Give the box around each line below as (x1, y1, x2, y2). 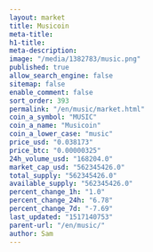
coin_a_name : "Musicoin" (9, 122, 101, 130)
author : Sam (9, 229, 53, 238)
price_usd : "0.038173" (9, 138, 93, 147)
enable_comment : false (9, 88, 93, 97)
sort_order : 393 (9, 96, 69, 105)
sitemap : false (9, 80, 66, 88)
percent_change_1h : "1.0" (9, 188, 105, 197)
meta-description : (9, 46, 77, 55)
